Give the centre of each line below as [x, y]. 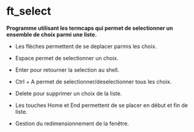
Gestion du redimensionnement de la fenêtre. [72, 123]
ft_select [29, 11]
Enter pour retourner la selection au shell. [67, 70]
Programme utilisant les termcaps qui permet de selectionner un [90, 28]
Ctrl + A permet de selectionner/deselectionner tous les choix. [93, 82]
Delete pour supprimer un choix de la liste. [68, 93]
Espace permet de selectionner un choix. [67, 58]
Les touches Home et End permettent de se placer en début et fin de [101, 105]
